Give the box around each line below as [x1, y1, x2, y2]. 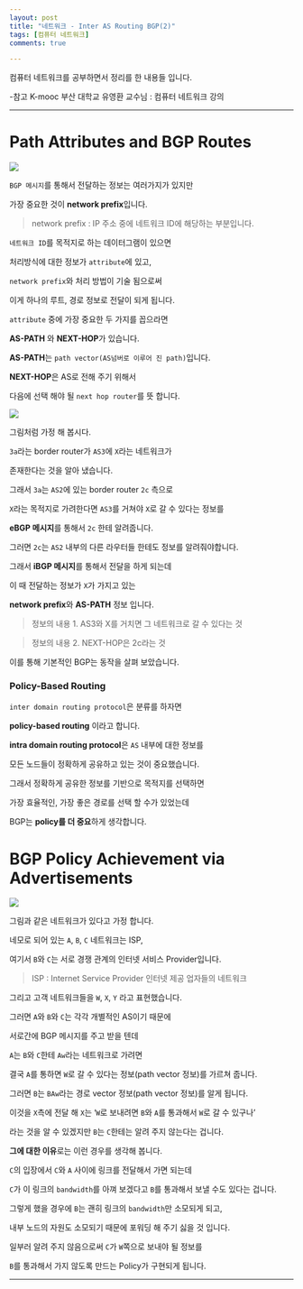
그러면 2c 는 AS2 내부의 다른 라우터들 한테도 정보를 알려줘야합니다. [9, 542, 239, 553]
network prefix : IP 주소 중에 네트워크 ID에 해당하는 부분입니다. [31, 218, 254, 229]
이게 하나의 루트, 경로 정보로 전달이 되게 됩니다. [9, 295, 176, 306]
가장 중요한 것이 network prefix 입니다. [9, 199, 148, 210]
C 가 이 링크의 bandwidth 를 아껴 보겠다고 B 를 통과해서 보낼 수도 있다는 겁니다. [9, 1183, 277, 1195]
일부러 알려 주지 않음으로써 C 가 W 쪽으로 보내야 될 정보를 [9, 1241, 203, 1252]
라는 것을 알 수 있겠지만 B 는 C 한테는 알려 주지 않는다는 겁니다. [9, 1127, 224, 1137]
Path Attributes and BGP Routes [9, 132, 252, 152]
